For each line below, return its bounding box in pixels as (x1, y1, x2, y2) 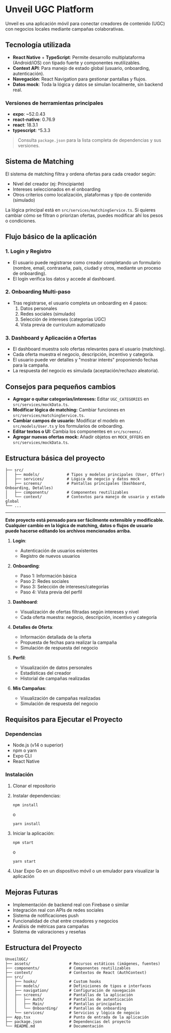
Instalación (5, 771, 34, 778)
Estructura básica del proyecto (5, 454, 105, 462)
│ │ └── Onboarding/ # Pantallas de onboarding (5, 1006, 126, 1011)
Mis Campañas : (12, 685, 47, 691)
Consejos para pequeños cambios (5, 382, 116, 391)
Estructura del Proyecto (5, 943, 82, 952)
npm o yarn (12, 747, 37, 754)
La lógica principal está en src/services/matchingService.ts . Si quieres (5, 206, 156, 213)
